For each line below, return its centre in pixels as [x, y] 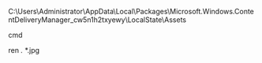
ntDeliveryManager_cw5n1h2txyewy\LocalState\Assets [97, 20]
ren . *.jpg [24, 50]
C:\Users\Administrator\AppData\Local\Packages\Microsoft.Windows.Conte [131, 11]
